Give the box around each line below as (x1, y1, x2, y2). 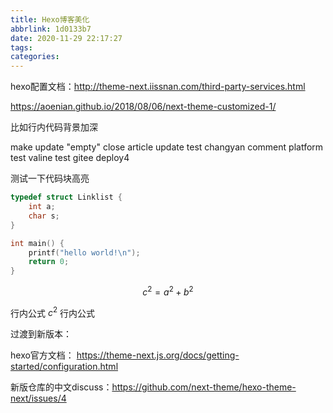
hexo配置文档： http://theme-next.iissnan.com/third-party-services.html (10, 81, 306, 93)
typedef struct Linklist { (10, 192, 123, 203)
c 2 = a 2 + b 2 (142, 284, 194, 298)
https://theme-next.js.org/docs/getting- (76, 349, 240, 361)
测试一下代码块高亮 (10, 172, 90, 185)
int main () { (10, 238, 65, 248)
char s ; (28, 211, 60, 221)
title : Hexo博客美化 (10, 14, 90, 25)
